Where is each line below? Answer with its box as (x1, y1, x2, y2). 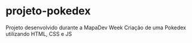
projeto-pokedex (5, 4, 91, 18)
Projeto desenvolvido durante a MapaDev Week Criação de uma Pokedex (5, 24, 187, 31)
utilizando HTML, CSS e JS (5, 30, 72, 37)
